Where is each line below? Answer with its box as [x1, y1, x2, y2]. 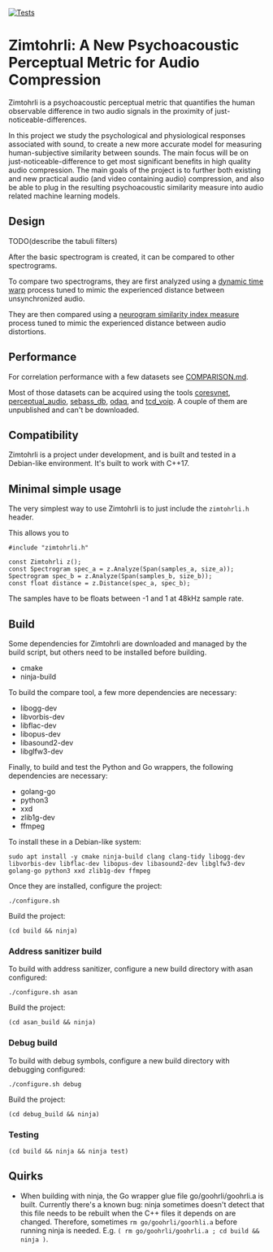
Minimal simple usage [8, 482, 122, 496]
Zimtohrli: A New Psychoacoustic [8, 37, 240, 54]
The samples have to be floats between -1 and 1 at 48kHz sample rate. [8, 593, 244, 603]
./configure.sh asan [8, 989, 79, 997]
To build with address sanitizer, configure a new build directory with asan [8, 964, 253, 974]
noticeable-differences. [8, 115, 87, 124]
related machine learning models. [8, 191, 120, 201]
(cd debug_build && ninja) [8, 1110, 100, 1118]
